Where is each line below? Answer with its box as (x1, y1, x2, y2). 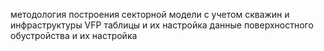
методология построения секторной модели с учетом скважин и (10, 9, 290, 20)
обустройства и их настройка (10, 30, 138, 41)
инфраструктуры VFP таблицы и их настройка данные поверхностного (10, 19, 314, 31)
